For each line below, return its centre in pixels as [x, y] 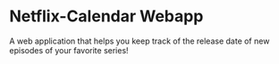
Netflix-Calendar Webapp [106, 16]
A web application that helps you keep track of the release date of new [139, 41]
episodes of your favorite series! [69, 50]
